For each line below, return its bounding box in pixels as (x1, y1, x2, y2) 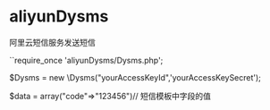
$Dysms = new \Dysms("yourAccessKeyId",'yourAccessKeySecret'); (9, 72, 262, 82)
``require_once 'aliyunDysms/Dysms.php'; (9, 55, 164, 65)
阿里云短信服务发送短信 (9, 37, 96, 47)
